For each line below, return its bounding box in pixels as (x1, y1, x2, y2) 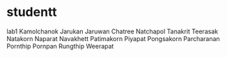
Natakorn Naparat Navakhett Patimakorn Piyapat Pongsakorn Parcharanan (6, 34, 220, 42)
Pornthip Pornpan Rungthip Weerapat (6, 42, 114, 50)
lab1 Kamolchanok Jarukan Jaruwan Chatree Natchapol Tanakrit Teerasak (6, 27, 219, 35)
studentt (6, 4, 57, 20)
